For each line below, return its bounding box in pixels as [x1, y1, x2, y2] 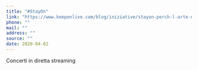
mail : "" [6, 24, 28, 31]
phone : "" [6, 19, 31, 25]
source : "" [6, 36, 33, 41]
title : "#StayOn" [6, 8, 49, 15]
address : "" [6, 30, 35, 36]
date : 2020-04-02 [6, 41, 49, 47]
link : [6, 14, 19, 20]
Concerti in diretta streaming [6, 57, 75, 64]
